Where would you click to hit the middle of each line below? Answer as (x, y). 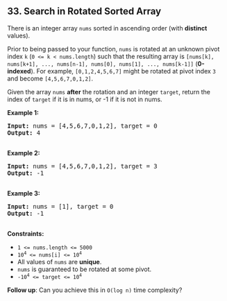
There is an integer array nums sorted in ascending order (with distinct (107, 28)
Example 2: (24, 153)
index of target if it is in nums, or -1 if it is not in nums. (85, 99)
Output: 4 (24, 132)
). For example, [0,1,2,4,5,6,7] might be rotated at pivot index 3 (124, 71)
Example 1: (23, 112)
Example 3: (24, 193)
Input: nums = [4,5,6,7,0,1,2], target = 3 (82, 166)
